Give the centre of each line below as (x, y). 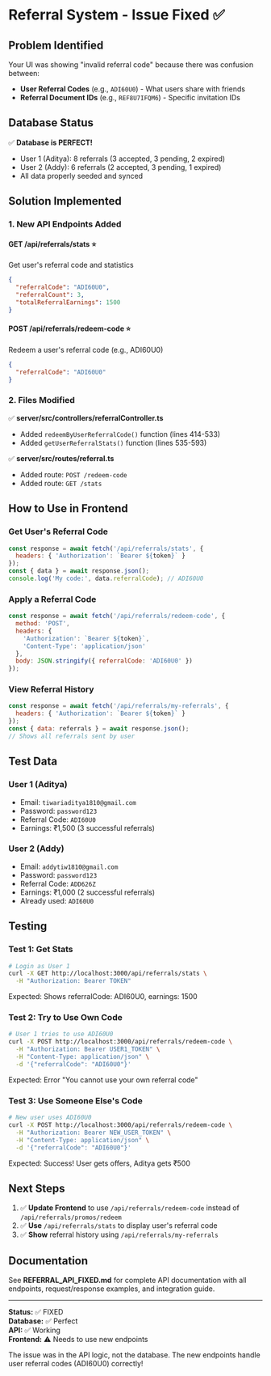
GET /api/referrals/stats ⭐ (52, 243)
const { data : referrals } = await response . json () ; (99, 729)
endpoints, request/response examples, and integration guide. (112, 1289)
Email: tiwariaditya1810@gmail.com (78, 802)
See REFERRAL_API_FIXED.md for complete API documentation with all (127, 1281)
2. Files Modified (42, 400)
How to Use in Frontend (69, 508)
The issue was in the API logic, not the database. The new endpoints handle (134, 1355)
